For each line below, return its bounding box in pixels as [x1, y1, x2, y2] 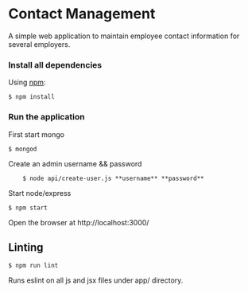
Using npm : [8, 77, 46, 88]
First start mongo [8, 129, 65, 139]
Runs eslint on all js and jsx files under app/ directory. [8, 275, 184, 285]
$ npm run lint [8, 262, 59, 270]
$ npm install [8, 93, 56, 101]
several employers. [8, 39, 71, 49]
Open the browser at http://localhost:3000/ [8, 217, 149, 227]
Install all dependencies [8, 59, 102, 70]
